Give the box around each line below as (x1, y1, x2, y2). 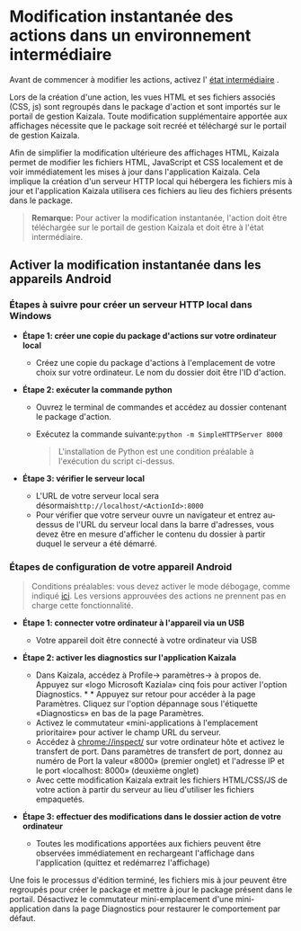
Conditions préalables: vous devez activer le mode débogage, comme (31, 581, 290, 591)
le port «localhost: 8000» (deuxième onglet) (35, 765, 199, 776)
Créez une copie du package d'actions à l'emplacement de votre (35, 357, 276, 368)
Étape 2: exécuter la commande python (22, 384, 173, 395)
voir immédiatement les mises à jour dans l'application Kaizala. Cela (9, 166, 261, 177)
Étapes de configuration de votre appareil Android (9, 560, 233, 572)
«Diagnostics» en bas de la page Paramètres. (35, 707, 205, 718)
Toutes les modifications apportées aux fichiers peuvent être (35, 838, 261, 848)
